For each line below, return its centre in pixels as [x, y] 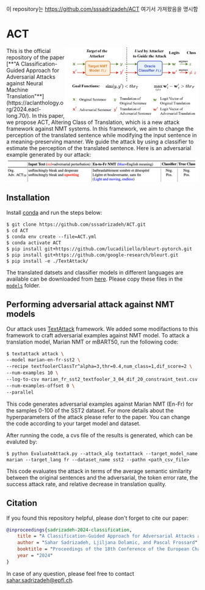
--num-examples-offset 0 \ [41, 386]
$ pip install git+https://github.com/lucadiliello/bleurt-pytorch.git [99, 249]
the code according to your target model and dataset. [74, 423]
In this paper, [49, 115]
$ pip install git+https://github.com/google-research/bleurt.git [92, 255]
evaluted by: [22, 442]
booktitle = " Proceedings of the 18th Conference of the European [103, 549]
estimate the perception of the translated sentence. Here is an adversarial [99, 148]
